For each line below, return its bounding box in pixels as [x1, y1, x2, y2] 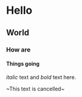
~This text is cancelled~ [6, 85, 65, 92]
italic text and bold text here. [6, 73, 76, 81]
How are [6, 46, 31, 54]
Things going [6, 60, 40, 68]
